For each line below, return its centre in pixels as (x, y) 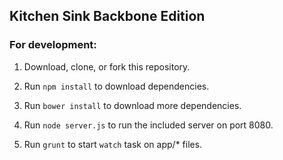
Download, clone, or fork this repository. (107, 66)
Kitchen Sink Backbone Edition (107, 16)
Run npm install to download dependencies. (116, 86)
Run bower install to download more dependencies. (132, 105)
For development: (53, 45)
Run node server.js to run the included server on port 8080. (148, 125)
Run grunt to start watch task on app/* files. (113, 144)
